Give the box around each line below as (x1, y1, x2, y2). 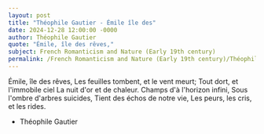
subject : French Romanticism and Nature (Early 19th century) (8, 48, 216, 56)
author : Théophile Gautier (8, 33, 97, 42)
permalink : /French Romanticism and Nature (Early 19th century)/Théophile (8, 56, 262, 63)
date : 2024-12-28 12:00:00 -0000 (8, 26, 118, 34)
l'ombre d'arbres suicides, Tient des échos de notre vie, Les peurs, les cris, (8, 93, 252, 103)
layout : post (8, 11, 51, 20)
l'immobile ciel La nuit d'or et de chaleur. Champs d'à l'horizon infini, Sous (8, 85, 248, 94)
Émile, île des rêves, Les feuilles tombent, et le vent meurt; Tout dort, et (8, 76, 239, 86)
